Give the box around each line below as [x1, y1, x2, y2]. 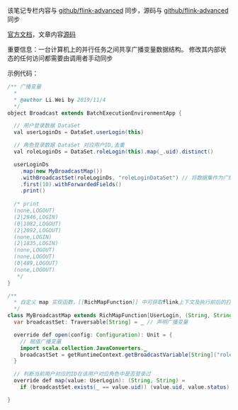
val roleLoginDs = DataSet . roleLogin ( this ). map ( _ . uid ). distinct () [13, 148, 214, 155]
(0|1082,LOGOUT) [13, 220, 62, 227]
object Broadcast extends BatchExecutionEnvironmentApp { [7, 109, 182, 117]
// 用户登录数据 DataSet [13, 123, 81, 130]
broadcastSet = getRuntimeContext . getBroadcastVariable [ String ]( [20, 351, 217, 358]
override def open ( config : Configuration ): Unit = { [13, 331, 173, 338]
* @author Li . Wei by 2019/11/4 [13, 96, 106, 103]
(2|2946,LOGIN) [13, 213, 59, 221]
